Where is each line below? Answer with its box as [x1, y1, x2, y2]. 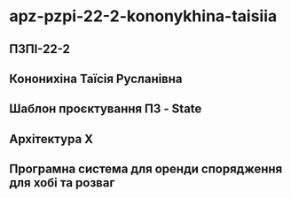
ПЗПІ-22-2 [9, 42, 71, 57]
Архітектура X [9, 131, 94, 147]
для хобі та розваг [9, 175, 115, 191]
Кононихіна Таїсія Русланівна [9, 71, 183, 86]
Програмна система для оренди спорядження [9, 162, 283, 177]
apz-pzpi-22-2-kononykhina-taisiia [9, 6, 278, 27]
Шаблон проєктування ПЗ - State [9, 102, 202, 117]
